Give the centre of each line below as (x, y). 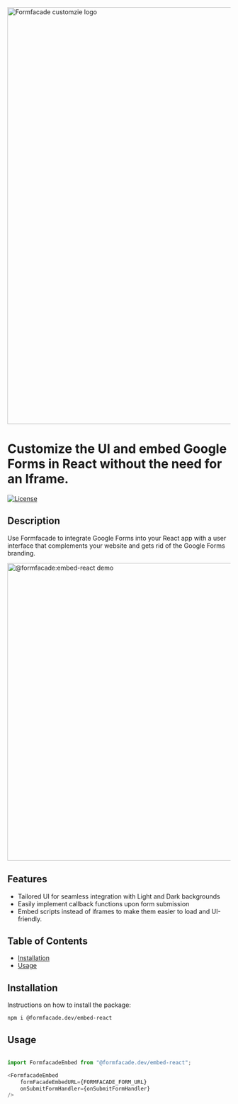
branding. (21, 553)
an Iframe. (38, 479)
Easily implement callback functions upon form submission (103, 903)
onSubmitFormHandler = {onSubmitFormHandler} (85, 1088)
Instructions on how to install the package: (69, 1005)
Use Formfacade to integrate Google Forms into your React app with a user (117, 538)
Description (34, 521)
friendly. (30, 919)
